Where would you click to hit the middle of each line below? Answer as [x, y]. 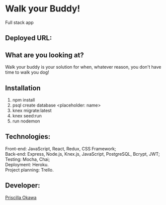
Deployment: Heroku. [27, 164]
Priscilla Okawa [21, 198]
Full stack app [19, 22]
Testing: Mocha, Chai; [28, 159]
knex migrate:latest [32, 110]
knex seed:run [27, 115]
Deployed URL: [29, 38]
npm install [24, 100]
